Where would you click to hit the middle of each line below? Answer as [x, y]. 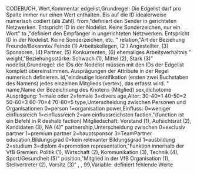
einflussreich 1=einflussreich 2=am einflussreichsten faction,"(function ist [95, 115]
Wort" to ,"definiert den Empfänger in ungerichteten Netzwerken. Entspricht [98, 34]
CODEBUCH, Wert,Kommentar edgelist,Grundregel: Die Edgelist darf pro [94, 9]
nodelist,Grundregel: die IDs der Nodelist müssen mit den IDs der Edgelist [95, 65]
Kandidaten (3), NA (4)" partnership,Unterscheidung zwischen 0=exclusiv [96, 127]
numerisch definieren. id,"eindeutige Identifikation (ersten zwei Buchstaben [97, 77]
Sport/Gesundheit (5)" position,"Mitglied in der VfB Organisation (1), [88, 158]
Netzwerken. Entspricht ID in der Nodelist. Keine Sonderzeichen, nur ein [93, 27]
